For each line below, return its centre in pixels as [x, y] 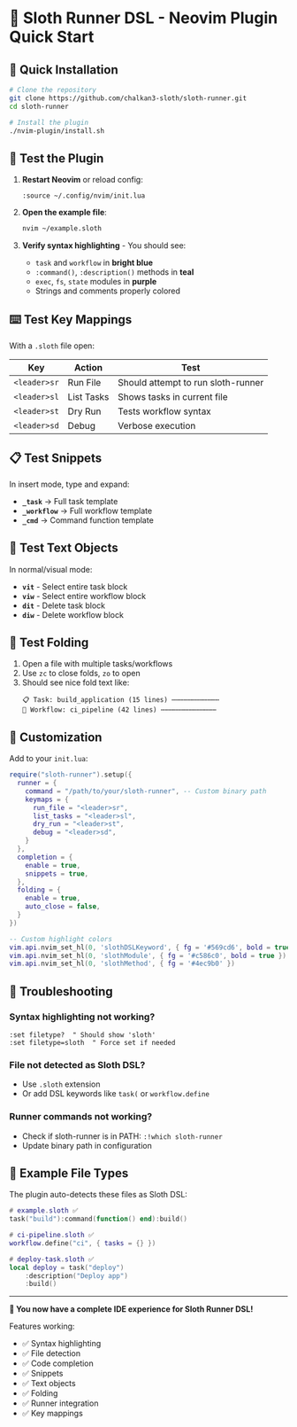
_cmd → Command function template [88, 520]
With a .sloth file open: [52, 346]
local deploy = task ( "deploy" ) [67, 1267]
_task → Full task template [70, 501]
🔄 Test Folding [49, 642]
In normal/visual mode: [51, 569]
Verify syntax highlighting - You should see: [104, 246]
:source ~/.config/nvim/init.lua [84, 196]
